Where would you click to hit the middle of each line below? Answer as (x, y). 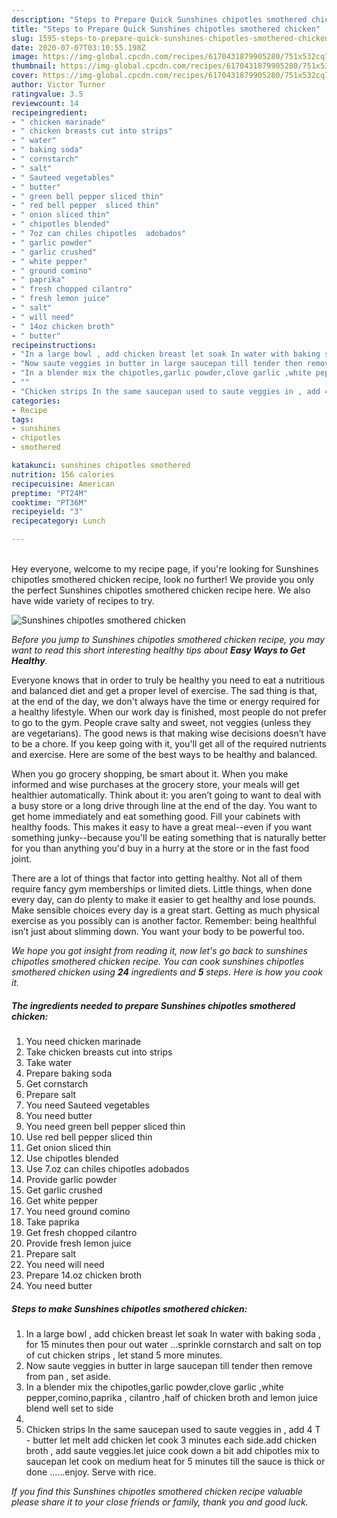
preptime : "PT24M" (49, 493)
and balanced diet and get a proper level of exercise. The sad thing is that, (164, 690)
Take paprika (52, 1222)
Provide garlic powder (71, 1179)
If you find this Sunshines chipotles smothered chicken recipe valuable (157, 1491)
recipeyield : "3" (47, 512)
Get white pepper (61, 1200)
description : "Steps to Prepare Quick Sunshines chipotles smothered (159, 19)
